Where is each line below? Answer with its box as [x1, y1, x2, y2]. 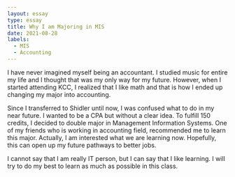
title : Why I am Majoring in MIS [7, 23, 105, 30]
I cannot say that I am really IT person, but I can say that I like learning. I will [7, 154, 225, 162]
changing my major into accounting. [7, 90, 111, 98]
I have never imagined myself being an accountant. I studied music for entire [7, 68, 228, 77]
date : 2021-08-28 [7, 29, 58, 37]
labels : [7, 36, 30, 43]
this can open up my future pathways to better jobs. [7, 141, 157, 149]
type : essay [7, 17, 42, 24]
